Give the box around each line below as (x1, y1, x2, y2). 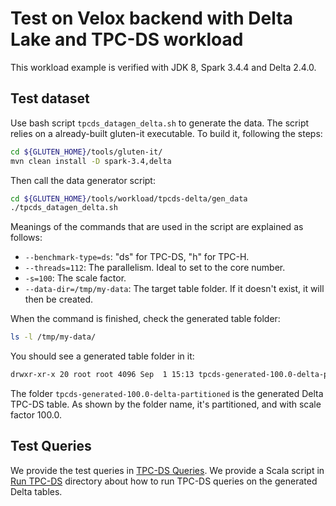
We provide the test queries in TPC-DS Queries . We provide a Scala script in (10, 464, 325, 476)
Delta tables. (10, 485, 63, 497)
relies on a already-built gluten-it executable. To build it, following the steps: (10, 127, 323, 139)
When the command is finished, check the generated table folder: (10, 313, 281, 325)
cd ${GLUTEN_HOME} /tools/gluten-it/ (10, 147, 163, 157)
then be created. (24, 293, 94, 306)
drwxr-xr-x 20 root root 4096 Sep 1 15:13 (10, 370, 195, 380)
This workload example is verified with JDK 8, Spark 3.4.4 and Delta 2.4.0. (10, 61, 317, 73)
